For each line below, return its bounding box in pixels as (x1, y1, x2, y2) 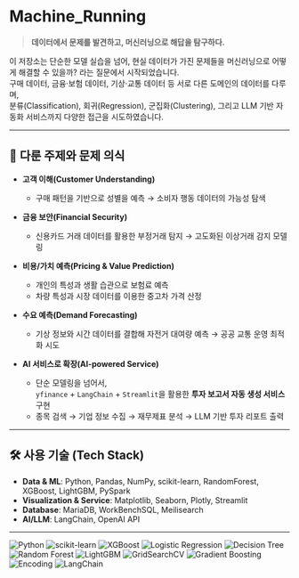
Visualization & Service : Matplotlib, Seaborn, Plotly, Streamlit (21, 494, 248, 505)
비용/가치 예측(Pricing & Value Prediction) (21, 260, 175, 271)
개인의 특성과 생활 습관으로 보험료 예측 (35, 279, 169, 290)
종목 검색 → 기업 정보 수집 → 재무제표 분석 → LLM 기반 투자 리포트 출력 (35, 411, 285, 421)
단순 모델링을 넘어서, (35, 377, 108, 388)
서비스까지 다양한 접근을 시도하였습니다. (25, 111, 165, 122)
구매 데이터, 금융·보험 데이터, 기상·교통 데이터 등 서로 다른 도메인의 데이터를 (9, 77, 270, 88)
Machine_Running (9, 6, 147, 27)
